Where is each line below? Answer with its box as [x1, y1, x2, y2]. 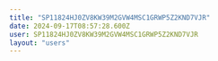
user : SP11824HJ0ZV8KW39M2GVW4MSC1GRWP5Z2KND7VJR [9, 30, 199, 39]
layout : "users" [9, 38, 70, 48]
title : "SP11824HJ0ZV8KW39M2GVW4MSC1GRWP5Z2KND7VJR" [9, 13, 211, 22]
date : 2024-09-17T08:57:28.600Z [9, 22, 130, 30]
